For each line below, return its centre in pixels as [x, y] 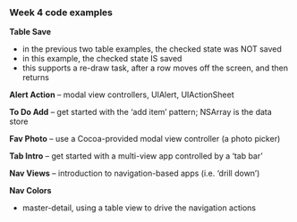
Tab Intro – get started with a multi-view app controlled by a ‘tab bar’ [136, 156]
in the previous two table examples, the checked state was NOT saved [152, 49]
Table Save [30, 32]
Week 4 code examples [61, 12]
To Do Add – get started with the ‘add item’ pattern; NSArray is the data [141, 112]
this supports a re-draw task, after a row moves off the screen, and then [155, 68]
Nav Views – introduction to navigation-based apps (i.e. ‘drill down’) [135, 173]
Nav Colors [30, 191]
